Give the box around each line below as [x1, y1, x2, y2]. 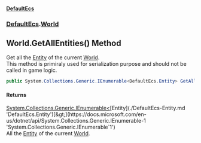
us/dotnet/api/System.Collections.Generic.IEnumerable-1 [6, 117, 147, 124]
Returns [6, 91, 27, 98]
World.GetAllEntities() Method [6, 38, 121, 48]
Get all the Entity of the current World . [6, 54, 100, 61]
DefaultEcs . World [6, 20, 59, 28]
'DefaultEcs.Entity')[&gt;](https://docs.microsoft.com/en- [6, 111, 147, 118]
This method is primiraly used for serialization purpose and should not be [6, 60, 187, 68]
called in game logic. [6, 66, 57, 74]
